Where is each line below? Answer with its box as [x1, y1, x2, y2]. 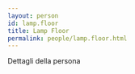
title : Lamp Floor [7, 27, 70, 35]
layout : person [7, 11, 59, 20]
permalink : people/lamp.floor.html [7, 34, 128, 43]
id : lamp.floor [7, 19, 59, 27]
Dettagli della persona [7, 56, 81, 66]
